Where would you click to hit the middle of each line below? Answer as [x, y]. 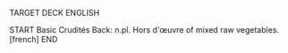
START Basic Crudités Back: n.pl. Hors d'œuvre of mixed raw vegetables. [144, 30]
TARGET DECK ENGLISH [55, 13]
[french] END [34, 39]
